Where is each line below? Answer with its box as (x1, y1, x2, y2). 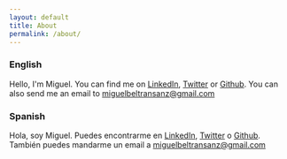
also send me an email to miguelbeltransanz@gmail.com (9, 87, 215, 98)
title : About (9, 21, 58, 30)
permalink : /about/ (9, 29, 81, 38)
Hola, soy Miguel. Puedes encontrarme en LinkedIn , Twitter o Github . (9, 130, 261, 140)
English (9, 58, 43, 71)
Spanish (9, 110, 46, 122)
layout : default (9, 12, 69, 22)
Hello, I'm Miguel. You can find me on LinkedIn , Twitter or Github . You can (9, 79, 279, 89)
